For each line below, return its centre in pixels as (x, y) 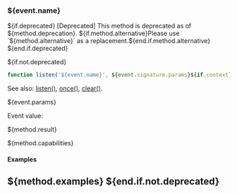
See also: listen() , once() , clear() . (55, 89)
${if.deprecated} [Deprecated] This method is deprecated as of (99, 26)
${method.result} (32, 130)
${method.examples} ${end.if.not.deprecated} (114, 182)
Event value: (25, 116)
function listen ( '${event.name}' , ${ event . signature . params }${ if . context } (120, 75)
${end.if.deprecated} (38, 49)
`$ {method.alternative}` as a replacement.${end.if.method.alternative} (109, 41)
